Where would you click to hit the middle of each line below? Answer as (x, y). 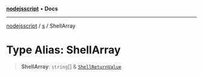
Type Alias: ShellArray (63, 50)
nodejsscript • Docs (32, 9)
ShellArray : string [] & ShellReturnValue (71, 66)
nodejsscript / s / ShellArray (41, 26)
